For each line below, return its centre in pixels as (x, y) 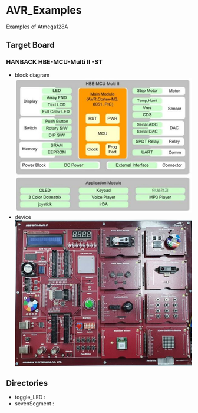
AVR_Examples (44, 10)
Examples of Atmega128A (37, 27)
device (23, 217)
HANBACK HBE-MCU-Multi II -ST (55, 62)
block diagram (32, 75)
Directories (27, 383)
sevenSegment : (34, 404)
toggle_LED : (30, 397)
